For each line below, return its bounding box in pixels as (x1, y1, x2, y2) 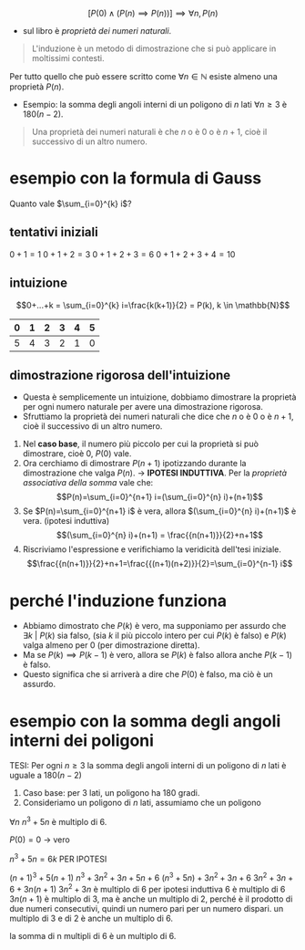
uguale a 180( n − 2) (9, 770, 82, 781)
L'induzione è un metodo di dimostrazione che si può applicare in (31, 43, 277, 54)
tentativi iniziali (9, 224, 98, 240)
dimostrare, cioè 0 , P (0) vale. (22, 448, 132, 459)
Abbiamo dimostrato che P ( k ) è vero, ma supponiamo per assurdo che (22, 621, 287, 632)
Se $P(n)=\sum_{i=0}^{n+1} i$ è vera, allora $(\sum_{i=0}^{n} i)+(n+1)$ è (22, 506, 297, 517)
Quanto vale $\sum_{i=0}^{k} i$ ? (9, 198, 132, 209)
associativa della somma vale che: (22, 477, 154, 488)
